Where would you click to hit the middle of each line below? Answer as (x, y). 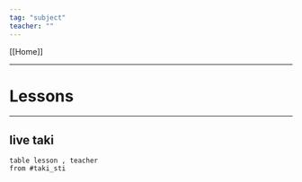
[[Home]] (26, 51)
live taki (31, 140)
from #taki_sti (38, 169)
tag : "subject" (38, 17)
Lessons (42, 96)
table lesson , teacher (54, 161)
